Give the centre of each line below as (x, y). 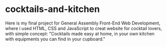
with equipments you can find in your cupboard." (55, 39)
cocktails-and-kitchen (53, 9)
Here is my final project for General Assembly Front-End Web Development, (83, 23)
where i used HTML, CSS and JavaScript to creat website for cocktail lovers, (84, 28)
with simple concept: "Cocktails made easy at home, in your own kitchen (80, 33)
